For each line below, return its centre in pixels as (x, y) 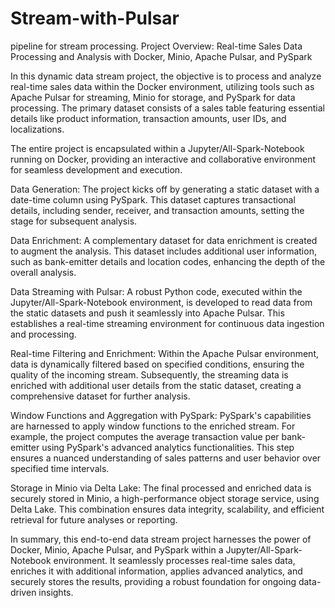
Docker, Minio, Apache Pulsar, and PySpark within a (117, 549)
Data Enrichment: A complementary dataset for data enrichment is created (164, 240)
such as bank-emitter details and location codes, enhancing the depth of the (168, 261)
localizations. (37, 129)
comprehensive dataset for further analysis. (100, 396)
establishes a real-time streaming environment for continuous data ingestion (167, 323)
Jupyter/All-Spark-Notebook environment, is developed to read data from (161, 302)
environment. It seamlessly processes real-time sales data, (174, 560)
